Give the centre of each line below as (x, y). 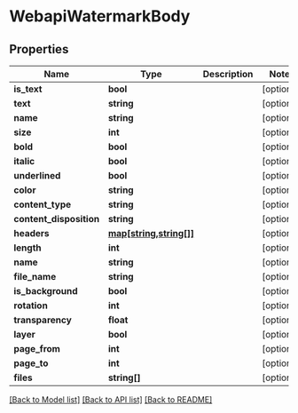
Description (228, 74)
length (27, 248)
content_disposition (57, 219)
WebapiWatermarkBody (100, 16)
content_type (43, 204)
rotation (31, 306)
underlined (37, 175)
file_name (35, 277)
